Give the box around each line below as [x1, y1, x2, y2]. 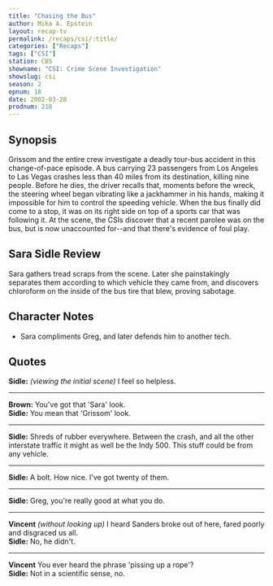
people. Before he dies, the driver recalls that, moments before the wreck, [8, 180, 256, 190]
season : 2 [8, 80, 42, 88]
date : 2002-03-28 [8, 95, 67, 103]
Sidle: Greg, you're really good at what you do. [8, 496, 165, 505]
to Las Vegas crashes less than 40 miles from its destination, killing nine [8, 172, 249, 181]
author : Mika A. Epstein [8, 20, 93, 28]
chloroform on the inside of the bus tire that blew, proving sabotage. [8, 286, 236, 295]
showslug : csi [8, 72, 57, 81]
